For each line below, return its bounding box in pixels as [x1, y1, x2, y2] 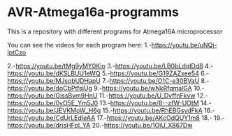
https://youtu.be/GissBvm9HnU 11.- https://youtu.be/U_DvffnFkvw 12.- [7, 91, 208, 100]
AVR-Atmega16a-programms [7, 4, 180, 20]
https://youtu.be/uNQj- [151, 40, 217, 49]
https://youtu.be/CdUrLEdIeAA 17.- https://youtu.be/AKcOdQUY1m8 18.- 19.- [7, 113, 225, 122]
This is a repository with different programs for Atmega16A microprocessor [7, 27, 223, 36]
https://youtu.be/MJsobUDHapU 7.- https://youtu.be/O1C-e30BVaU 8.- [7, 76, 210, 84]
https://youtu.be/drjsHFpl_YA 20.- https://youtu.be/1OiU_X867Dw [7, 121, 193, 129]
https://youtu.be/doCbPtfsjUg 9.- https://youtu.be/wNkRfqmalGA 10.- [7, 84, 205, 92]
